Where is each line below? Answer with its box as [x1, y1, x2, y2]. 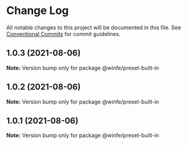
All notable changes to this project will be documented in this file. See [6, 24, 182, 31]
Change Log [6, 4, 69, 18]
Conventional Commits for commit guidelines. [6, 30, 121, 37]
